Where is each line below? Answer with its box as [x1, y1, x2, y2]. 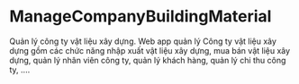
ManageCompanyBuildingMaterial [9, 6, 272, 27]
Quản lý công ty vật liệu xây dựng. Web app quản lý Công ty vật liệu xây [9, 36, 277, 46]
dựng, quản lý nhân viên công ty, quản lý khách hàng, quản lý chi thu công [9, 55, 286, 65]
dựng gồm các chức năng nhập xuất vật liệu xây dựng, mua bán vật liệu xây [9, 45, 291, 55]
